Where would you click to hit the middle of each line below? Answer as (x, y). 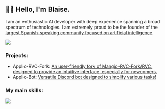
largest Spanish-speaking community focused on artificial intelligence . (80, 32)
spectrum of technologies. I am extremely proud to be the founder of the (82, 27)
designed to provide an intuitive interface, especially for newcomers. (85, 72)
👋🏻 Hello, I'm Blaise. (38, 9)
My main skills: (24, 91)
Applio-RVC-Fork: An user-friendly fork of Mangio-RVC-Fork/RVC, (82, 66)
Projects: (17, 55)
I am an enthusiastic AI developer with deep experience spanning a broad (83, 21)
